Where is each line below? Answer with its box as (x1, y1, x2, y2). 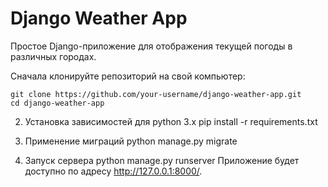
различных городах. (10, 50, 97, 62)
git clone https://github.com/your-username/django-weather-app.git (10, 89, 302, 99)
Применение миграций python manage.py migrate (24, 135, 238, 147)
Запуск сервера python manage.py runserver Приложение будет (24, 154, 300, 166)
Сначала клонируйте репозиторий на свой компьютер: (10, 70, 246, 82)
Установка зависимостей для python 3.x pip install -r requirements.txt (24, 115, 318, 127)
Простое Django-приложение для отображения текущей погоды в (10, 40, 293, 52)
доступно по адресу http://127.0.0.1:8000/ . (24, 165, 203, 177)
